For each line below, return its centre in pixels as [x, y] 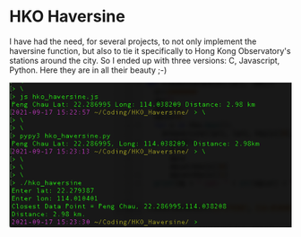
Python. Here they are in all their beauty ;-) [88, 70]
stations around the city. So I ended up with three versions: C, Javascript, [145, 60]
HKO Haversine [67, 17]
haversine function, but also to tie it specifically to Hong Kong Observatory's [150, 50]
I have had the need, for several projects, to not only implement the [133, 41]
